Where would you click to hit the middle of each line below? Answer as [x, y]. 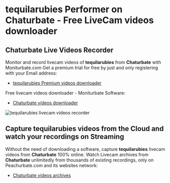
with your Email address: [31, 73]
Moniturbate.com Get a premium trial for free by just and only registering [82, 68]
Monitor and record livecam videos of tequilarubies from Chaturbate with [83, 62]
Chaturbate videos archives [42, 175]
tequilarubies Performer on [64, 9]
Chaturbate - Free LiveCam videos [80, 20]
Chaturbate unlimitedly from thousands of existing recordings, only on [80, 160]
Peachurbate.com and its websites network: [52, 165]
